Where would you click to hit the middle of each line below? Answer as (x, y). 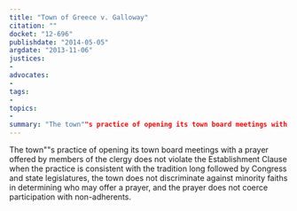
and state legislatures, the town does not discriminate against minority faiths (148, 178)
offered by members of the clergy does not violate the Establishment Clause (148, 159)
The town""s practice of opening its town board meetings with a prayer (139, 150)
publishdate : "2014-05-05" (59, 42)
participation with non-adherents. (70, 197)
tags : (19, 91)
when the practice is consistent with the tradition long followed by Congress (148, 168)
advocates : (29, 75)
